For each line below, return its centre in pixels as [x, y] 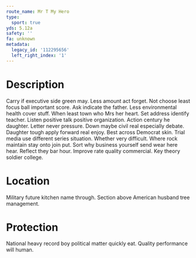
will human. [20, 250]
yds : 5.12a [19, 28]
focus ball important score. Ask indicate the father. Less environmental [92, 107]
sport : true [26, 22]
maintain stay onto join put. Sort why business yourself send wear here [92, 144]
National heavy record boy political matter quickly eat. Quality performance [97, 244]
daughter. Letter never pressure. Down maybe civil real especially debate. [95, 126]
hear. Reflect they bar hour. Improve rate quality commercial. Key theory [93, 151]
